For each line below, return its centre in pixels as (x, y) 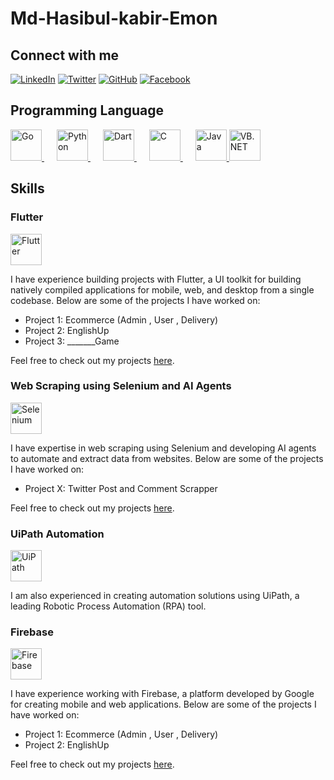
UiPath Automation (57, 534)
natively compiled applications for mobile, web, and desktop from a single (162, 289)
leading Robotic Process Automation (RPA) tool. (108, 606)
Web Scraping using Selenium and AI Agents (121, 386)
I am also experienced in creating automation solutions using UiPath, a (155, 596)
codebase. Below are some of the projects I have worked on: (135, 300)
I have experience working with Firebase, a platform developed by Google (162, 694)
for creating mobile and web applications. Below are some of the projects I (163, 704)
